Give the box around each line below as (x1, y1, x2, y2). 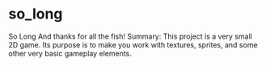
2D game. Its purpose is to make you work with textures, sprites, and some (8, 39, 258, 49)
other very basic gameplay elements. (8, 48, 132, 58)
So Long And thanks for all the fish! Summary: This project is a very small (8, 31, 252, 41)
